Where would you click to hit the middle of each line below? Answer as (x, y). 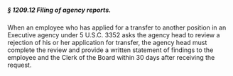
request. (20, 65)
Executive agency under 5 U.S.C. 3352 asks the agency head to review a (114, 34)
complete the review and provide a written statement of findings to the (110, 50)
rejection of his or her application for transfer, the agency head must (107, 42)
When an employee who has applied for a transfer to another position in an (117, 27)
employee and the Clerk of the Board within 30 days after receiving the (111, 57)
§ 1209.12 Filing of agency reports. (59, 10)
